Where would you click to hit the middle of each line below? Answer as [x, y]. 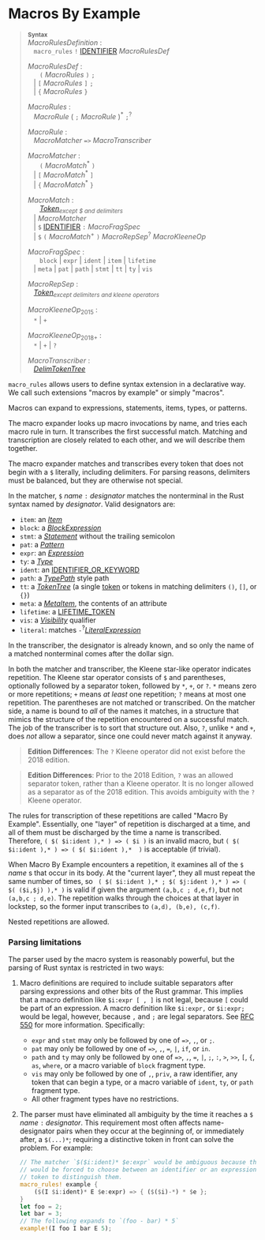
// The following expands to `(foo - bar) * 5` [99, 1221]
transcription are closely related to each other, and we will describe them [127, 440]
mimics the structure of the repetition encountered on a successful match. [129, 720]
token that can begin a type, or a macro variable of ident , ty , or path [142, 1082]
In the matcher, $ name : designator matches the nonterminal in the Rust [126, 496]
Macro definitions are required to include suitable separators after [127, 983]
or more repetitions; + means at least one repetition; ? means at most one [127, 694]
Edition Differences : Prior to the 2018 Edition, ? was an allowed [131, 776]
